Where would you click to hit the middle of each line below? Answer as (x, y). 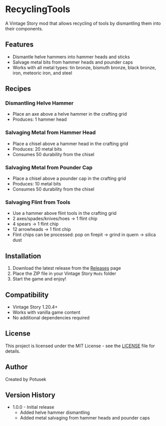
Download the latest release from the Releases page (67, 268)
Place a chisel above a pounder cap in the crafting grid (69, 178)
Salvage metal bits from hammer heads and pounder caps (73, 62)
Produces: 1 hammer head (39, 119)
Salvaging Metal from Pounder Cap (49, 167)
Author (16, 367)
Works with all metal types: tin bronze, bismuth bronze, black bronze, (84, 67)
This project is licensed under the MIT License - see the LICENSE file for (80, 346)
